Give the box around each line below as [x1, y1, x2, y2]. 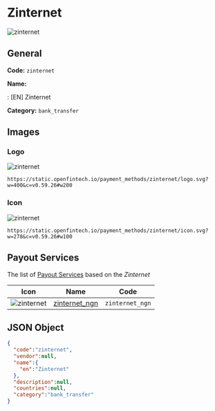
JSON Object [7, 321, 64, 333]
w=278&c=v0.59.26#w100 [7, 233, 73, 240]
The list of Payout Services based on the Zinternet [7, 270, 151, 278]
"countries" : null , [13, 385, 67, 392]
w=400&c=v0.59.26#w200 [7, 182, 73, 189]
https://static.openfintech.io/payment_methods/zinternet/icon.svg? [7, 227, 209, 234]
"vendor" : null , [13, 353, 57, 360]
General [7, 48, 43, 59]
